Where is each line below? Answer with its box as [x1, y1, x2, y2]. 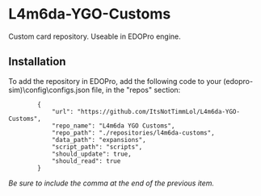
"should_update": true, [51, 150, 132, 158]
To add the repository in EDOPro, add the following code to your [8, 76, 222, 85]
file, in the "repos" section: [91, 85, 181, 94]
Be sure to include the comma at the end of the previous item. [8, 178, 215, 188]
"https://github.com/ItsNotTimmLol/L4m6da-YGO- [77, 107, 241, 115]
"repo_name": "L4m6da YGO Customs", [51, 122, 175, 130]
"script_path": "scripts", [51, 143, 143, 151]
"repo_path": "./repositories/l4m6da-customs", [51, 128, 216, 137]
